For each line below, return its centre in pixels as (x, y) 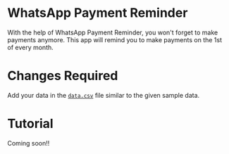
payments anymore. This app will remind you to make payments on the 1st (115, 39)
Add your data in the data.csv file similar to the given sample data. (104, 95)
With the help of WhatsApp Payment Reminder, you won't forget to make (113, 32)
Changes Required (63, 76)
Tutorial (31, 124)
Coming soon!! (29, 143)
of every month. (31, 47)
